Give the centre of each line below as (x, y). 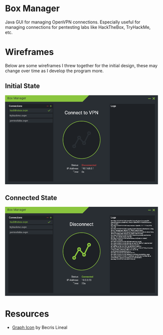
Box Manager (32, 9)
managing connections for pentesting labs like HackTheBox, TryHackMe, (78, 27)
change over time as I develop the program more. (54, 71)
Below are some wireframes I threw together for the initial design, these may (81, 65)
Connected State (31, 198)
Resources (27, 314)
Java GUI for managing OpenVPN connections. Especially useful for (73, 22)
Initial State (23, 86)
